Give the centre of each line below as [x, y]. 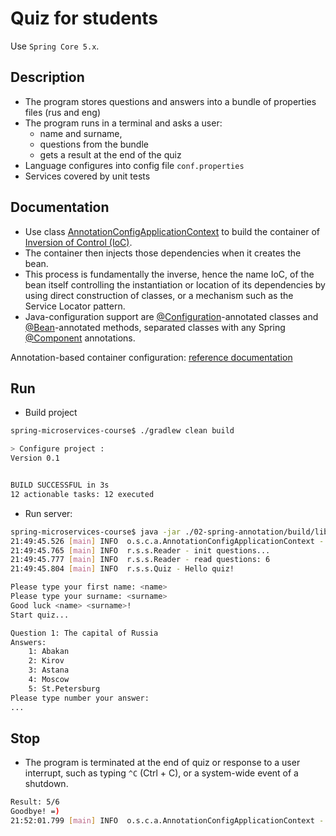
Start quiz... [40, 615]
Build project [51, 413]
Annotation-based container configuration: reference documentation [151, 357]
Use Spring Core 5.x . [55, 46]
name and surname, [81, 133]
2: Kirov [46, 661]
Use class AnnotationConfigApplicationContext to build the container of [172, 231]
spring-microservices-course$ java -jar [96, 532]
